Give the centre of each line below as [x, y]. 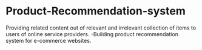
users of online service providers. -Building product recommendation [92, 34]
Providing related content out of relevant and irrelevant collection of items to [101, 28]
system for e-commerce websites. [49, 40]
